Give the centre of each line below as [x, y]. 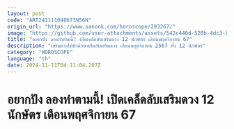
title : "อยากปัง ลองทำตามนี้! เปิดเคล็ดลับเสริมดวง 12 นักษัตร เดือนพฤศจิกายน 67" [100, 40]
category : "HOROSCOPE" [40, 53]
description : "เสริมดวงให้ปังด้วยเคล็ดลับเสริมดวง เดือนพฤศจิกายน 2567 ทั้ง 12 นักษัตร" [107, 46]
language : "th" [29, 59]
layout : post [26, 14]
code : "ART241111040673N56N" [49, 20]
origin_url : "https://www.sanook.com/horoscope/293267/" [92, 26]
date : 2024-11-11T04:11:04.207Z [54, 65]
